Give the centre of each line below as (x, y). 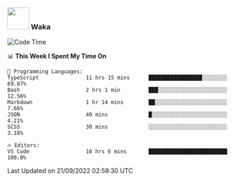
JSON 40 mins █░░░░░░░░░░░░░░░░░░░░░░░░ (117, 115)
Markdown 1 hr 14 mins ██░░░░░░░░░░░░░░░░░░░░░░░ (117, 103)
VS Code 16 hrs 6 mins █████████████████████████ (117, 152)
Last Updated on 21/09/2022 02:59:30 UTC (70, 171)
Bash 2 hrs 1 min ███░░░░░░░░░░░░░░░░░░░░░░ (117, 90)
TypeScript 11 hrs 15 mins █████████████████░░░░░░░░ (117, 78)
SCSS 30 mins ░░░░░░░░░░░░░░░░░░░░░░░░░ (117, 127)
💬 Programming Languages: (45, 72)
